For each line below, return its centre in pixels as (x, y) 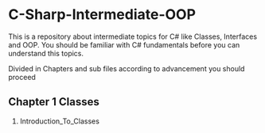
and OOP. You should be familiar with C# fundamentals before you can (124, 44)
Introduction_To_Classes (59, 121)
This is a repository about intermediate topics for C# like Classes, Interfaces (132, 36)
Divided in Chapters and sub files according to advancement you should (127, 68)
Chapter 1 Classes (54, 102)
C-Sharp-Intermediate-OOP (102, 15)
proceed (22, 77)
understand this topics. (46, 53)
